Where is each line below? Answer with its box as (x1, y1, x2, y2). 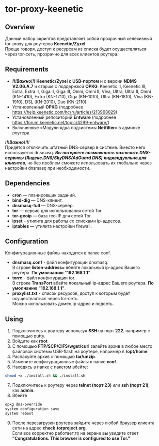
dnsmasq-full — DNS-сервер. (12, 202, 74, 208)
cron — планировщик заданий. (12, 192, 76, 198)
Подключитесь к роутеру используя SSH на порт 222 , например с (12, 328, 150, 334)
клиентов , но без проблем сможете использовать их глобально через (5, 160, 152, 166)
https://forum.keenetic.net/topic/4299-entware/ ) (12, 119, 110, 125)
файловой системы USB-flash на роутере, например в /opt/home (12, 349, 148, 355)
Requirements (5, 65, 48, 73)
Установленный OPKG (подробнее (12, 104, 83, 110)
